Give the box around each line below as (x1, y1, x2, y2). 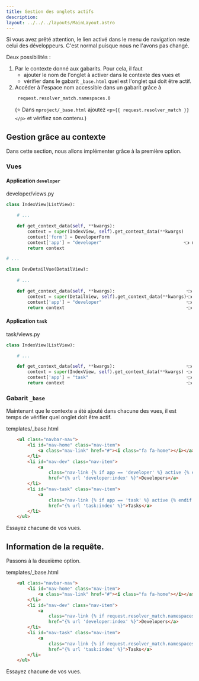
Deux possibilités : (6, 54, 51, 61)
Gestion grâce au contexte (6, 131, 106, 142)
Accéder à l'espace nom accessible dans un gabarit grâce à (14, 84, 162, 91)
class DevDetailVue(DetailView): (6, 266, 89, 272)
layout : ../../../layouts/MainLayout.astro (6, 20, 115, 25)
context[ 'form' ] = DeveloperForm (27, 234, 110, 240)
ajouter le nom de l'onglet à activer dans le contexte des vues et (23, 72, 181, 79)
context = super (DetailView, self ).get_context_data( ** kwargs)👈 (27, 294, 192, 300)
